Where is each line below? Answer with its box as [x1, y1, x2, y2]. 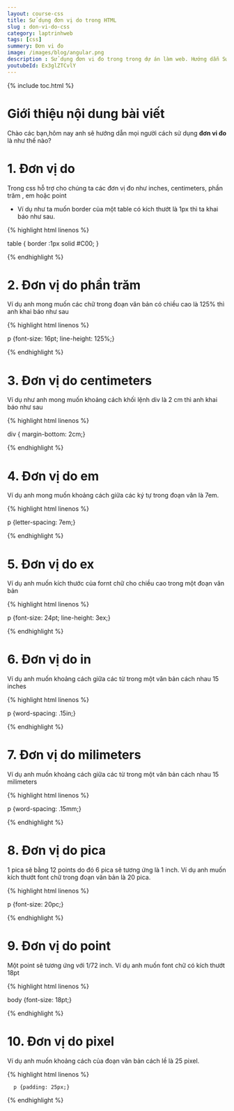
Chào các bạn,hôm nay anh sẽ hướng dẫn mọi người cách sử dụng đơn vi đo [7, 128, 227, 137]
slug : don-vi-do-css [7, 23, 70, 30]
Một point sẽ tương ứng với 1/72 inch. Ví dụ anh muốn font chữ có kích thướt [7, 961, 225, 969]
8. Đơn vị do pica [7, 842, 106, 858]
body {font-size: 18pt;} [7, 996, 72, 1004]
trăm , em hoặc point [7, 191, 68, 200]
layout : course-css [7, 10, 64, 17]
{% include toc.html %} [7, 81, 75, 89]
